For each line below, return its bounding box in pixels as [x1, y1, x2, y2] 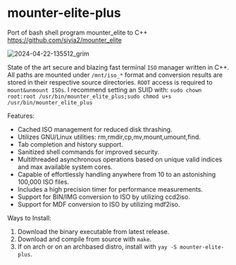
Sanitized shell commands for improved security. [17, 147, 160, 156]
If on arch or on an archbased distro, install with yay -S [17, 242, 178, 251]
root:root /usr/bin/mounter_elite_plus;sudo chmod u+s [7, 93, 172, 100]
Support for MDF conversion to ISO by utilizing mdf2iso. [17, 199, 180, 209]
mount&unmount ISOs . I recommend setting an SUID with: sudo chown [7, 85, 202, 94]
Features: [7, 111, 35, 120]
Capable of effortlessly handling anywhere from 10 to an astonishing [17, 170, 216, 178]
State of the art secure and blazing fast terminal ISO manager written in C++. [7, 63, 230, 71]
